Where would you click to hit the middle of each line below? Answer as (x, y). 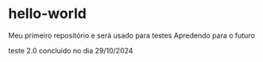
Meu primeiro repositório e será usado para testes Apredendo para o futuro (132, 35)
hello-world (48, 14)
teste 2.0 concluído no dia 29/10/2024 (71, 50)
